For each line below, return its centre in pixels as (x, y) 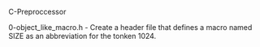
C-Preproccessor (37, 12)
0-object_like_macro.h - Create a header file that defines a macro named (130, 27)
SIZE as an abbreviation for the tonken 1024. (82, 36)
